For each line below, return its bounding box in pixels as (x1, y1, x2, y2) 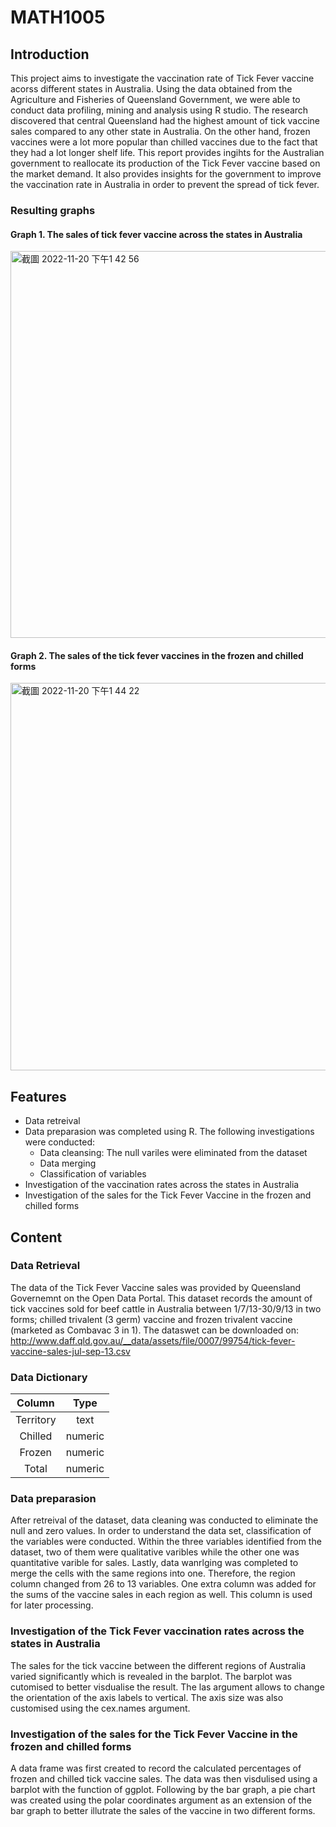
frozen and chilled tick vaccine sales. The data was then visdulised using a (10, 1773, 318, 1785)
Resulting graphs (10, 203, 96, 217)
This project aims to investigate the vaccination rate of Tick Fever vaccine (10, 72, 315, 84)
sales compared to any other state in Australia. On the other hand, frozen (10, 126, 311, 137)
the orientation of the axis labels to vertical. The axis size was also (10, 1691, 284, 1703)
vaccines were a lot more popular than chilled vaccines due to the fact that (10, 136, 318, 148)
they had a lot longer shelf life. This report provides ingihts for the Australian (10, 147, 325, 158)
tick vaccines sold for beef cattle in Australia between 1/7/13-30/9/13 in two (10, 1302, 322, 1315)
